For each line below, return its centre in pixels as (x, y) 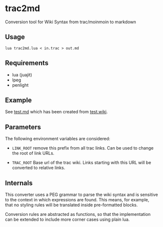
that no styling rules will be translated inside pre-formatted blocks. (72, 205)
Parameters (23, 127)
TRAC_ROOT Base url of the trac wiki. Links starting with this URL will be (81, 163)
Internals (19, 183)
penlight (20, 85)
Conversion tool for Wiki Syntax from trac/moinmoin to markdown (71, 22)
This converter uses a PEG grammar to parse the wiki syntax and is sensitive (81, 195)
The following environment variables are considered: (58, 139)
